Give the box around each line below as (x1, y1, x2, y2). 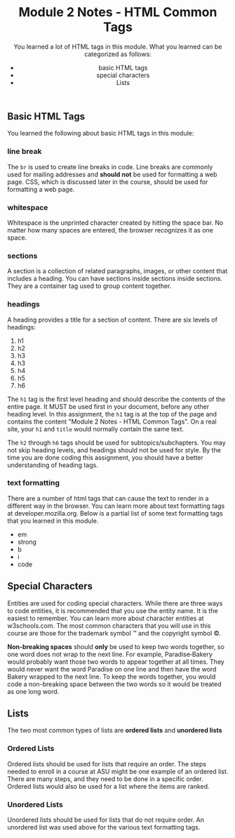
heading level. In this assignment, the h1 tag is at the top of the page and (7, 410, 217, 418)
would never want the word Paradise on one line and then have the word (7, 664, 217, 673)
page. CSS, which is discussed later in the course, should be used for (7, 177, 208, 186)
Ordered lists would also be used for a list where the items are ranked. (7, 782, 210, 790)
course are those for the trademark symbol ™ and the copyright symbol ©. (7, 629, 221, 637)
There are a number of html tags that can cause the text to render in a (7, 494, 209, 502)
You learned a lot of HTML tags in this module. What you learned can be (13, 42, 222, 51)
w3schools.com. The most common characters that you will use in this (7, 621, 211, 629)
